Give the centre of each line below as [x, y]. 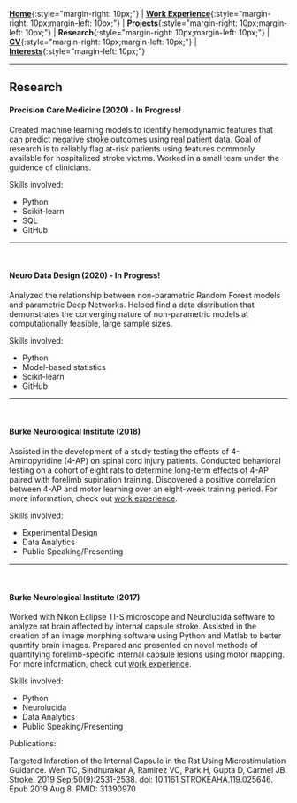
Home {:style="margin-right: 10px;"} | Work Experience [110, 14]
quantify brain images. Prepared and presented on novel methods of [133, 645]
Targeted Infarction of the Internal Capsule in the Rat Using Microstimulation [148, 761]
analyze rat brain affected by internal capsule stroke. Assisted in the [133, 626]
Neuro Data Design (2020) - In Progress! [85, 275]
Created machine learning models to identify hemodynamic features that [141, 129]
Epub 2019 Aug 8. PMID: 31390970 [73, 789]
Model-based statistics [64, 367]
